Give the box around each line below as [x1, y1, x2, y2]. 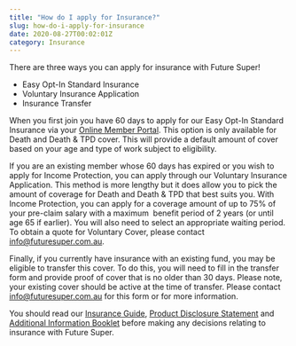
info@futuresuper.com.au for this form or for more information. [9, 291, 239, 302]
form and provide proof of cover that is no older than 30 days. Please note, [9, 272, 283, 283]
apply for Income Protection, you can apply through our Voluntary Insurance [9, 170, 288, 181]
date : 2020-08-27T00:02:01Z [9, 29, 113, 38]
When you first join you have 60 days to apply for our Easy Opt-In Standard [9, 115, 284, 126]
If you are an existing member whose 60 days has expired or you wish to [9, 161, 275, 171]
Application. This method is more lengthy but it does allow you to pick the [9, 179, 277, 191]
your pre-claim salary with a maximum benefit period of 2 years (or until [9, 208, 275, 218]
